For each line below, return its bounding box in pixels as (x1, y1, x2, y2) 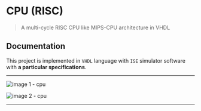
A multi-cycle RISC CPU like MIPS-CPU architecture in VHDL (20, 24, 170, 31)
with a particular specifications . (6, 63, 87, 70)
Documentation (6, 41, 66, 51)
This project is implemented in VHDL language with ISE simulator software (6, 57, 186, 64)
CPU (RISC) (6, 4, 64, 18)
